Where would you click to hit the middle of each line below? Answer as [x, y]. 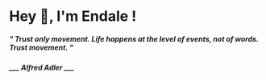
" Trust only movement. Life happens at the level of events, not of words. [134, 38]
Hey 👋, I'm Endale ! [73, 16]
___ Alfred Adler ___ [42, 68]
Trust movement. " [41, 47]
